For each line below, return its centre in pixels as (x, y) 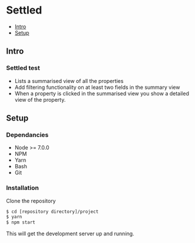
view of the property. (40, 99)
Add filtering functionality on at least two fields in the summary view (97, 87)
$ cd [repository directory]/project (52, 212)
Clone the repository (31, 201)
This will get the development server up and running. (70, 234)
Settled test (23, 68)
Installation (23, 188)
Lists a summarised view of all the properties (69, 81)
